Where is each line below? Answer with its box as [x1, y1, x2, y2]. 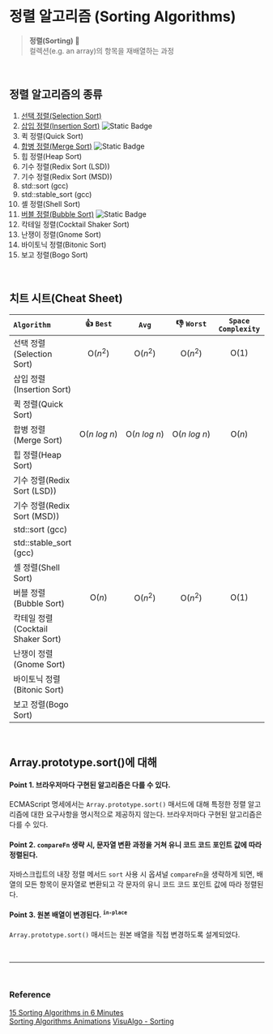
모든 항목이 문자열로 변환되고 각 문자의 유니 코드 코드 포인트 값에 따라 [23, 880, 242, 890]
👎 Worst [176, 318, 207, 330]
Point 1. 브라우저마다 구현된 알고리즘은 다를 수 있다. [9, 780, 171, 790]
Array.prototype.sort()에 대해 [9, 756, 157, 769]
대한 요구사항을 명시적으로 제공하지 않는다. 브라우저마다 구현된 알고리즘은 [30, 809, 262, 820]
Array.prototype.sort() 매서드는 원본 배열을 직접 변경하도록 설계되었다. [9, 929, 241, 939]
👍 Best [84, 318, 113, 330]
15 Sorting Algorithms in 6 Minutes [9, 1007, 124, 1017]
